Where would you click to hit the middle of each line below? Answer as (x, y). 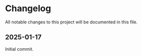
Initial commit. (19, 49)
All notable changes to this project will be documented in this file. (71, 22)
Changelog (28, 9)
